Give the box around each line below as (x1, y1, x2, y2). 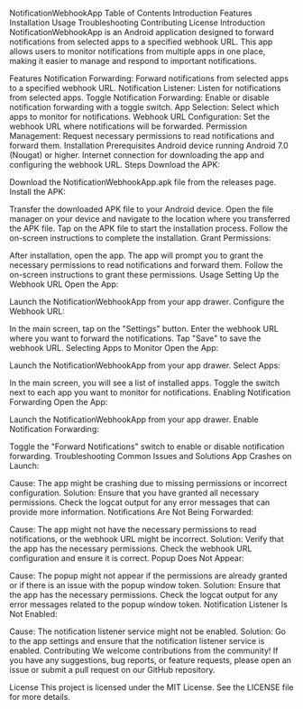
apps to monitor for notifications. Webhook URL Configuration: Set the (9, 112, 271, 122)
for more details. (9, 692, 70, 702)
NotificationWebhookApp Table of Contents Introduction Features (9, 8, 252, 18)
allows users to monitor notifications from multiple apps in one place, (9, 46, 266, 57)
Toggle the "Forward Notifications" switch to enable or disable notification (9, 441, 285, 452)
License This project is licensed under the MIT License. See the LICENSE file (9, 682, 294, 693)
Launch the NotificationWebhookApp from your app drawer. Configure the (9, 297, 285, 307)
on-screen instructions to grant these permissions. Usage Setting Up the (9, 270, 280, 280)
